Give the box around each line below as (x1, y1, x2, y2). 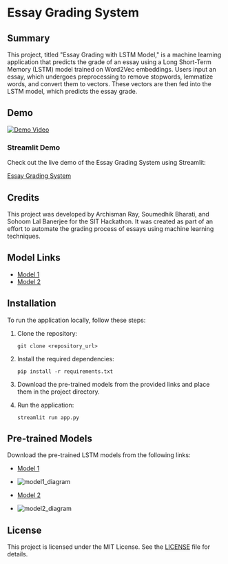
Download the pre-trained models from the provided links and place (17, 380, 210, 388)
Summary (7, 32, 50, 44)
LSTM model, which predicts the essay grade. (7, 88, 138, 95)
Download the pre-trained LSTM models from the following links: (7, 451, 191, 459)
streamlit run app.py (17, 414, 79, 421)
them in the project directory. (17, 387, 100, 396)
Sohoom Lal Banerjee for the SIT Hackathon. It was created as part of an (7, 217, 214, 225)
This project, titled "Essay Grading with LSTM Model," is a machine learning (7, 50, 222, 59)
